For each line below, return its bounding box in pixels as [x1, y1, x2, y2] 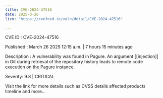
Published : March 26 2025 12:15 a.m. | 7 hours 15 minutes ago [5, 44, 133, 50]
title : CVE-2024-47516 [5, 7, 52, 12]
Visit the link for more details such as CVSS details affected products [5, 83, 146, 89]
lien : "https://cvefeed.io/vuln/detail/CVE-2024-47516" [5, 16, 123, 21]
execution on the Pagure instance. [5, 64, 75, 70]
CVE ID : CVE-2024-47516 [5, 34, 59, 40]
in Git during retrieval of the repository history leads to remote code [5, 59, 143, 65]
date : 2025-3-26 [5, 12, 39, 17]
